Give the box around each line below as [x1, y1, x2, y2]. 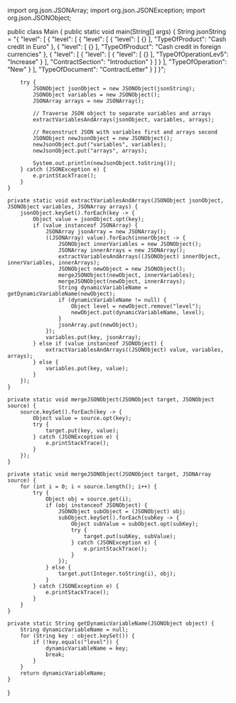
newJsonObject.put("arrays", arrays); [33, 147, 148, 154]
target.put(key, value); [45, 427, 119, 434]
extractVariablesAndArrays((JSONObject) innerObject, [58, 253, 221, 260]
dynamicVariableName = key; [45, 645, 129, 652]
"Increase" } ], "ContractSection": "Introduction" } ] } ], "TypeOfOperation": [7, 58, 227, 66]
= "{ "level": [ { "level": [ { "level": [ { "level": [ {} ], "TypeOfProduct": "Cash [7, 35, 226, 43]
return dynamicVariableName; [20, 670, 107, 677]
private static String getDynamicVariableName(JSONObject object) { [7, 620, 215, 627]
